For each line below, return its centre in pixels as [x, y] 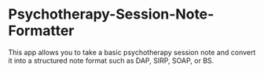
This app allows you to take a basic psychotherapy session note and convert [132, 52]
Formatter [41, 31]
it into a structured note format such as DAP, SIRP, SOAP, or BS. [111, 61]
